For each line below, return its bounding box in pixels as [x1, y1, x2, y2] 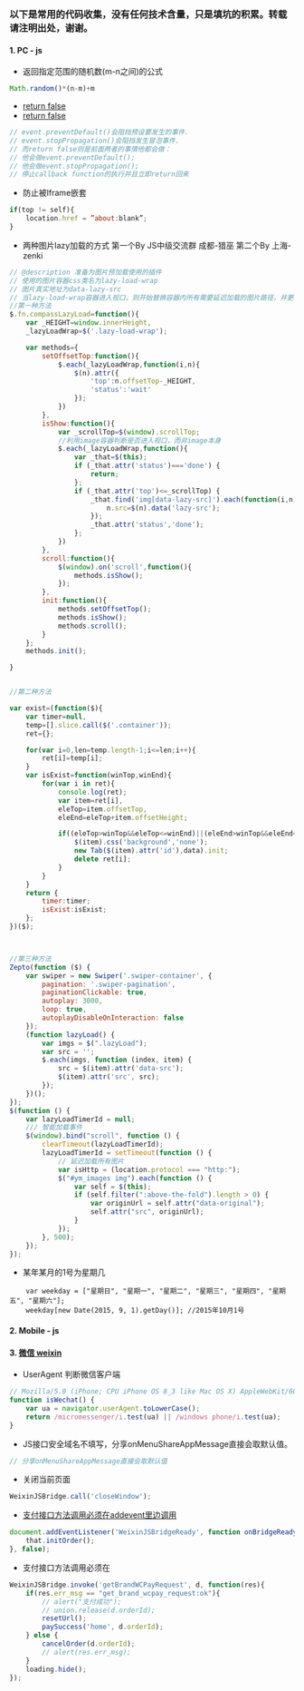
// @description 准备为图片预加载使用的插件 [9, 268, 163, 277]
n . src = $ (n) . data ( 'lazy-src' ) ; [106, 503, 221, 513]
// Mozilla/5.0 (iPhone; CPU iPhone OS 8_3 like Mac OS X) [9, 1387, 237, 1396]
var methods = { [25, 343, 79, 352]
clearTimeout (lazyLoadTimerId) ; [42, 1140, 165, 1149]
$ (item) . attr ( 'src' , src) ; [57, 1072, 160, 1081]
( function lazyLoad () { [25, 1030, 116, 1040]
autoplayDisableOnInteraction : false [42, 1013, 184, 1022]
